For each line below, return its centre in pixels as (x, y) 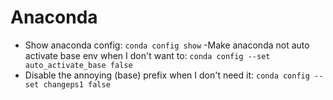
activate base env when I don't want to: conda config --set (147, 55)
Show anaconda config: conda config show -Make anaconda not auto (167, 45)
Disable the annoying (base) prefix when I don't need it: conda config (167, 75)
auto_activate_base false (78, 65)
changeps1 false (77, 84)
